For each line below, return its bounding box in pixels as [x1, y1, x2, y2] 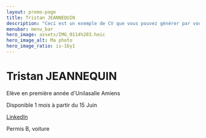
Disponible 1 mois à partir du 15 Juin [6, 101, 97, 109]
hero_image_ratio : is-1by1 [6, 43, 75, 49]
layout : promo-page [6, 9, 56, 15]
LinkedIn [6, 113, 28, 120]
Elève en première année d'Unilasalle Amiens [6, 89, 121, 96]
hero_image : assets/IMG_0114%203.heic [6, 32, 105, 38]
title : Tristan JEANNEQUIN [6, 15, 75, 21]
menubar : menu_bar [6, 26, 53, 32]
